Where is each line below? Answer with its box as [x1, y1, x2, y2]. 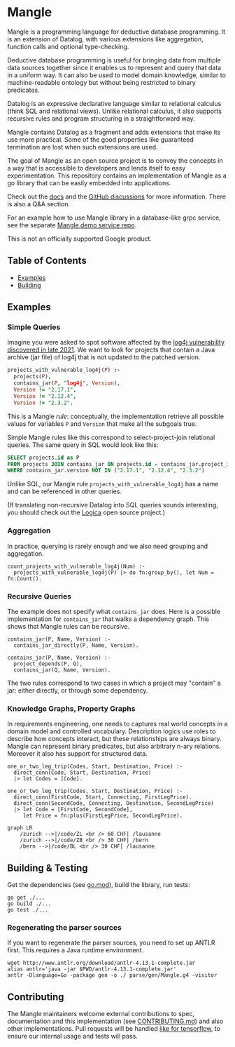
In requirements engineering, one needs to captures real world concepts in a [7, 720, 228, 728]
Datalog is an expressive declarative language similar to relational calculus [7, 99, 222, 107]
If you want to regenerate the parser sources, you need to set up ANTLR [7, 938, 215, 947]
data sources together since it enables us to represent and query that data [7, 63, 222, 72]
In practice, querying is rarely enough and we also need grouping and [7, 542, 208, 550]
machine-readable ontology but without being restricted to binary [7, 78, 196, 86]
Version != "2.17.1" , [13, 387, 77, 394]
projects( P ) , [13, 373, 52, 380]
